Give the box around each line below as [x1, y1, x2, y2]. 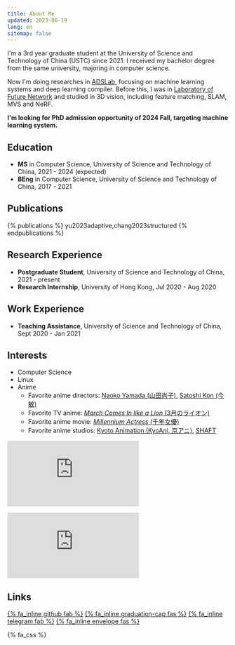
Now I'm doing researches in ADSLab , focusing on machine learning [7, 78, 205, 86]
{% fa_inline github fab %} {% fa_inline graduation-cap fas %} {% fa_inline [7, 610, 223, 618]
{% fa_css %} [7, 631, 47, 639]
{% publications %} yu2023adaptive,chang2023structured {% [7, 221, 188, 230]
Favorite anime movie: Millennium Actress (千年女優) [27, 418, 180, 426]
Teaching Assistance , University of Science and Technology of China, [17, 321, 222, 330]
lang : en [7, 23, 33, 30]
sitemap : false [7, 29, 52, 37]
